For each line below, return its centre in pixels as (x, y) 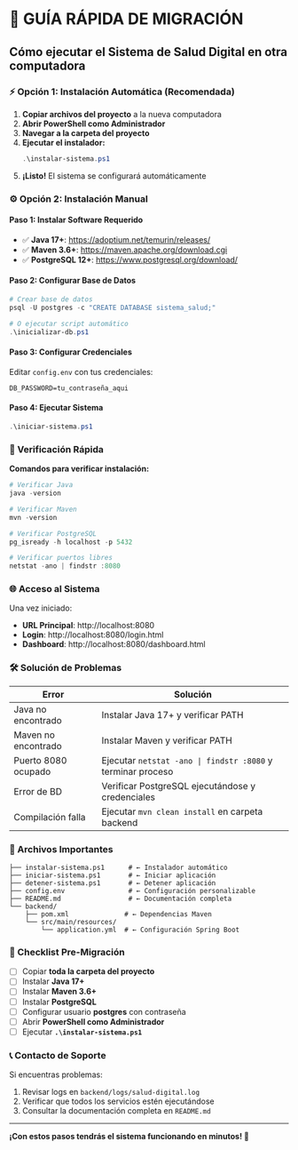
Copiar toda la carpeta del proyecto (88, 971)
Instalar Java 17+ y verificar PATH (173, 715)
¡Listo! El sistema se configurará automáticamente (114, 176)
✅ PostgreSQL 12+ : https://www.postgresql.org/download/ (129, 260)
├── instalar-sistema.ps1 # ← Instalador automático (118, 868)
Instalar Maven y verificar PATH (167, 740)
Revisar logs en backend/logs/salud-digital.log (111, 1092)
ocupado (32, 771)
